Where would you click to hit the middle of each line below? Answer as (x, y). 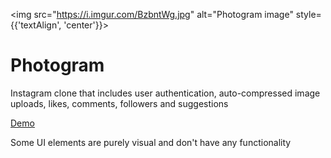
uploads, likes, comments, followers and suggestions (119, 103)
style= (308, 14)
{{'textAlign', (36, 25)
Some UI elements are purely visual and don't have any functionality (151, 142)
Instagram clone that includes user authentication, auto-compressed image (165, 93)
